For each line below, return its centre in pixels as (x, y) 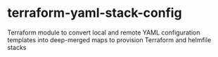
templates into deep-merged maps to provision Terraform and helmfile (109, 39)
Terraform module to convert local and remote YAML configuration (104, 32)
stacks (17, 47)
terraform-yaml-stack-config (95, 13)
